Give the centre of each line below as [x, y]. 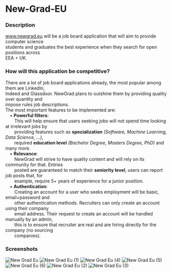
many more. [18, 148]
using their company [27, 208]
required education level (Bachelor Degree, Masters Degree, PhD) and [89, 142]
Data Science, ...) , [24, 137]
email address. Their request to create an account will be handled [84, 213]
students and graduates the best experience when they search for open [81, 47]
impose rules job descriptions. [37, 104]
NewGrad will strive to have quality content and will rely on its [80, 159]
